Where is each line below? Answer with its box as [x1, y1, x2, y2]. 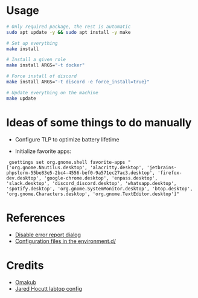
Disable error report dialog [14, 231, 81, 238]
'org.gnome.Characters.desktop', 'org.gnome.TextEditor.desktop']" [6, 191, 180, 197]
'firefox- [157, 170, 182, 176]
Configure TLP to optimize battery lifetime [14, 135, 120, 143]
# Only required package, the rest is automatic [6, 24, 131, 30]
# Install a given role [6, 57, 66, 63]
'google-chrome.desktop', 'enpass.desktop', [44, 175, 158, 181]
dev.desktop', [6, 175, 42, 181]
